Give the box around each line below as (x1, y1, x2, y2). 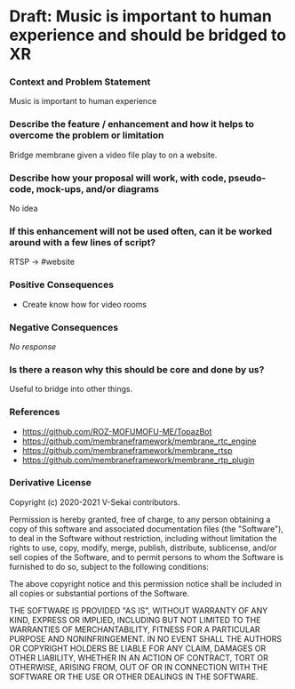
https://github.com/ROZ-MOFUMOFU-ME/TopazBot (21, 426, 212, 437)
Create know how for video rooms (21, 299, 147, 309)
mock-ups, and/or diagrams (36, 182, 160, 195)
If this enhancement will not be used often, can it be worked (9, 225, 273, 237)
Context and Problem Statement (9, 76, 151, 88)
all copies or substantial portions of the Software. (9, 588, 189, 598)
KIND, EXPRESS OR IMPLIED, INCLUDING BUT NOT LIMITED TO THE (9, 614, 261, 625)
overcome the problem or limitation (9, 129, 164, 141)
